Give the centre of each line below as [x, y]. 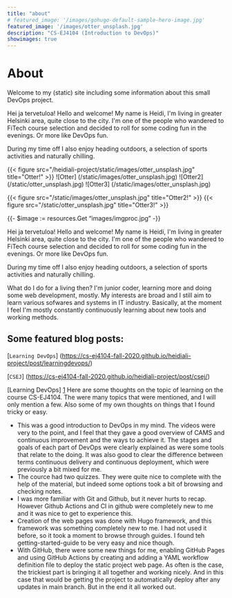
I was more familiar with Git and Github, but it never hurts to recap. [112, 498]
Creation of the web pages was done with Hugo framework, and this [114, 521]
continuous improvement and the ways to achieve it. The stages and [114, 440]
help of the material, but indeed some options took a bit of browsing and [120, 484]
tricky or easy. [28, 411]
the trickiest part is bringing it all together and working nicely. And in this [120, 572]
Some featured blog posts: [66, 339]
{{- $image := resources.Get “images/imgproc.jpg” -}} [84, 218]
